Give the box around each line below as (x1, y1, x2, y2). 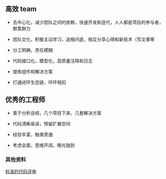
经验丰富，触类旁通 (12, 131, 53, 138)
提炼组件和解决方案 (12, 68, 53, 74)
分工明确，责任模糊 (12, 47, 53, 53)
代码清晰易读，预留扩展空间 (12, 120, 71, 126)
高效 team (5, 5, 37, 14)
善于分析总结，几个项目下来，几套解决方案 (12, 110, 102, 116)
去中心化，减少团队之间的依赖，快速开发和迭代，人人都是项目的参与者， (12, 19, 163, 25)
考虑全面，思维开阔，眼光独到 (12, 142, 75, 148)
